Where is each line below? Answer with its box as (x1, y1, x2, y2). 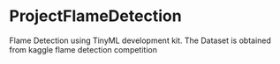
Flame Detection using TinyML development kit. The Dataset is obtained (9, 35, 272, 46)
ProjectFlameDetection (9, 6, 183, 26)
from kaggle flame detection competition (9, 44, 157, 54)
